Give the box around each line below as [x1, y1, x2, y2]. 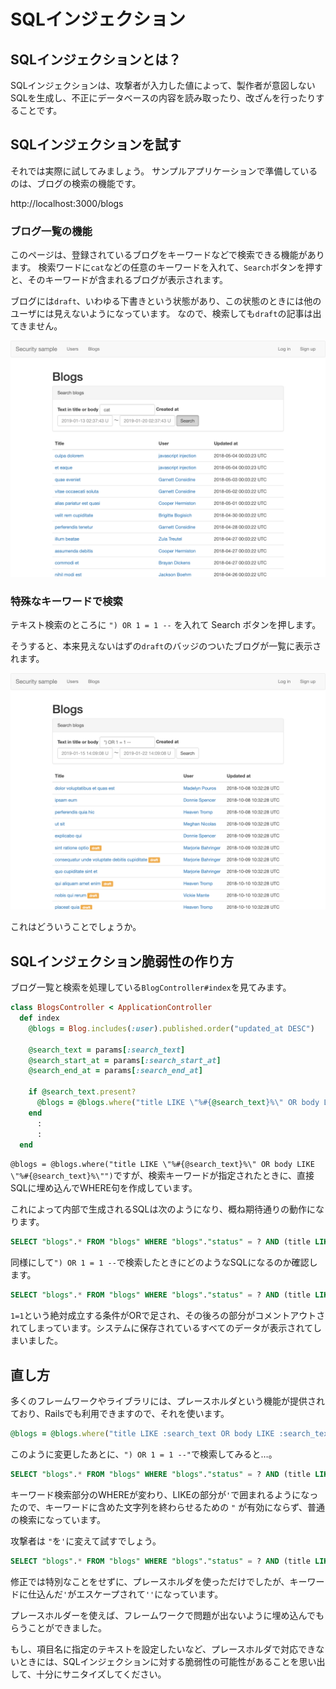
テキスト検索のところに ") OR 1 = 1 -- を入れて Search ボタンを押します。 [10, 619, 322, 631]
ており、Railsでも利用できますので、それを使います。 [10, 1408, 230, 1420]
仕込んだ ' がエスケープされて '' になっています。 [27, 1588, 224, 1600]
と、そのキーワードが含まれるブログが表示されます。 [10, 274, 229, 286]
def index [19, 1013, 60, 1024]
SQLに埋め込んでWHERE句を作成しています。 [10, 1182, 198, 1194]
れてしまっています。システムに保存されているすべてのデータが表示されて [10, 1322, 314, 1334]
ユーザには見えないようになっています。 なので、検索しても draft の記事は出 [10, 308, 322, 320]
